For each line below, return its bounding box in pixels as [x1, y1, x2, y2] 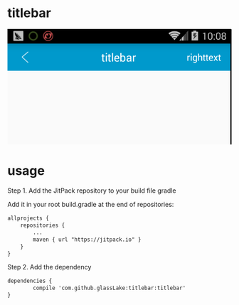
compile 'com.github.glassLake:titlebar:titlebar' [33, 284, 186, 291]
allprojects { [7, 215, 50, 222]
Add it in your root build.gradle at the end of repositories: [7, 200, 174, 208]
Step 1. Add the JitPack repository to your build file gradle [7, 186, 176, 195]
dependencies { [7, 277, 53, 284]
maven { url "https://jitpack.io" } [33, 236, 142, 243]
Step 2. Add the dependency [7, 262, 92, 271]
